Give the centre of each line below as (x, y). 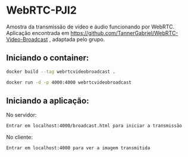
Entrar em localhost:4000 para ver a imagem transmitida (78, 148)
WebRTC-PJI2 (42, 10)
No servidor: (21, 115)
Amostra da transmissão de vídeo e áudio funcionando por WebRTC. (90, 27)
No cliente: (19, 137)
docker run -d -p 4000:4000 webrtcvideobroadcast (69, 82)
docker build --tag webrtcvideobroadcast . (61, 72)
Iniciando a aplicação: (48, 100)
